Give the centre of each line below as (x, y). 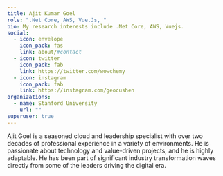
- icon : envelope (38, 39)
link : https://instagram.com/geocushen (77, 90)
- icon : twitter (37, 59)
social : (18, 33)
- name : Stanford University (55, 104)
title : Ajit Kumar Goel (42, 13)
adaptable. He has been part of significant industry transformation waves (111, 158)
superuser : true (30, 116)
